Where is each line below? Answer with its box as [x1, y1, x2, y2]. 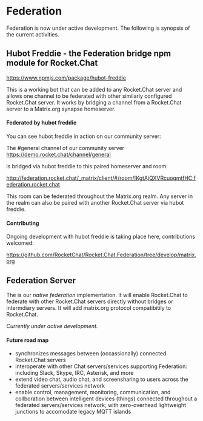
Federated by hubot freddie [6, 119, 77, 126]
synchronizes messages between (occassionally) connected [15, 350, 167, 357]
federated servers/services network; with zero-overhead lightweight [15, 402, 187, 409]
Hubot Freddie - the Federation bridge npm [6, 49, 171, 59]
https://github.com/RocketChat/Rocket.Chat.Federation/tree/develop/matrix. [6, 251, 197, 259]
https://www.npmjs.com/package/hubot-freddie [6, 74, 126, 81]
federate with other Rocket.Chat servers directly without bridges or [6, 298, 174, 305]
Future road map [6, 336, 49, 344]
